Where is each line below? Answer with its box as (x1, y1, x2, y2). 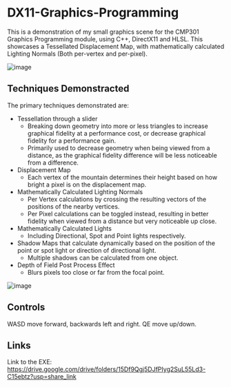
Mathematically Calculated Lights (17, 224, 112, 232)
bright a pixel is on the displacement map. (27, 180, 147, 189)
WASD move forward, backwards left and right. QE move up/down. (7, 320, 197, 328)
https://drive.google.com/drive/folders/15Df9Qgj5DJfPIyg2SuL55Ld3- (7, 365, 206, 373)
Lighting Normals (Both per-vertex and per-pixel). (7, 50, 148, 58)
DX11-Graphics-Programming (7, 5, 179, 21)
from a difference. (27, 158, 79, 167)
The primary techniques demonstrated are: (7, 101, 130, 109)
